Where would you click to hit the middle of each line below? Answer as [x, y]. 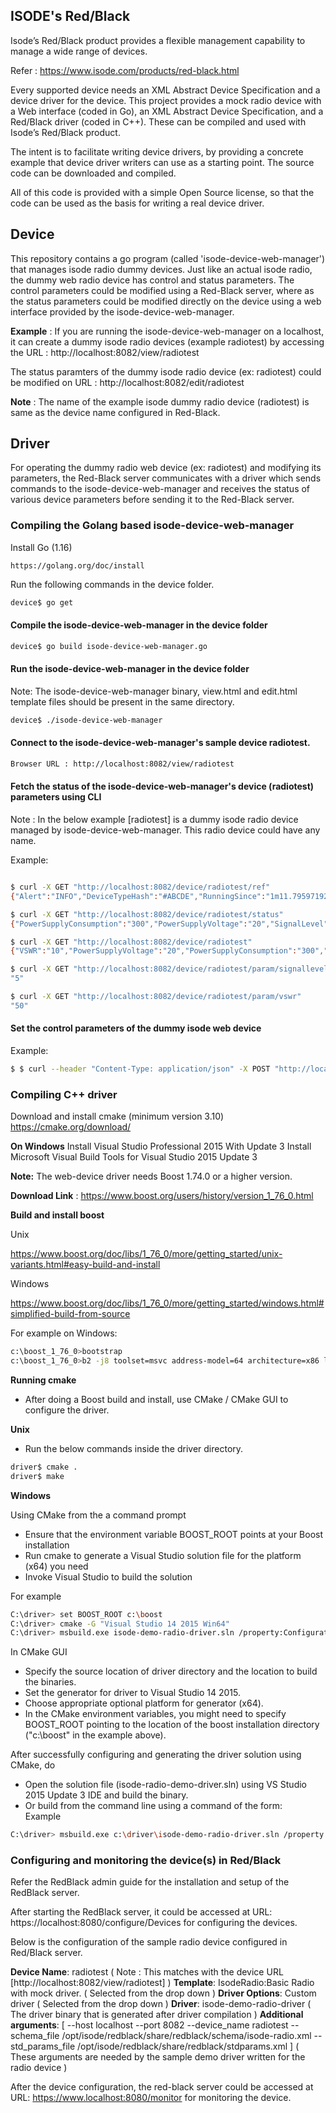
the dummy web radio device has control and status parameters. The [152, 280]
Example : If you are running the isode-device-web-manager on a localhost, [167, 331]
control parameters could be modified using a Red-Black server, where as [162, 290]
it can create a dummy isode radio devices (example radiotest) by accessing [167, 341]
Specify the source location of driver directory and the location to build [171, 1671]
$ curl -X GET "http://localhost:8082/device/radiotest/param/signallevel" [171, 969]
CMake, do [33, 1765]
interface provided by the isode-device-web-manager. [122, 311]
